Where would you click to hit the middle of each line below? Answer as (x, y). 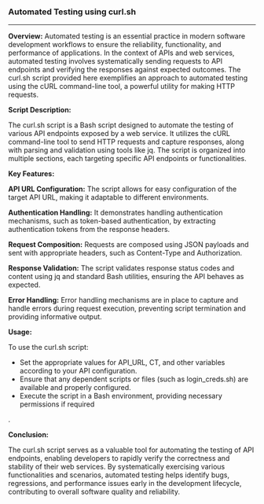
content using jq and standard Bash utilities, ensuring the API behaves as (126, 277)
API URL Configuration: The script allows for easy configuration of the (123, 189)
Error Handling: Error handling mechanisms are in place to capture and (123, 300)
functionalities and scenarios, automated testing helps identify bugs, (119, 475)
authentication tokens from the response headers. (89, 230)
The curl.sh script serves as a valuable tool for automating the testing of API (131, 450)
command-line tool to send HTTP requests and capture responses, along (126, 142)
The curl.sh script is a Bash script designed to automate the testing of (121, 125)
